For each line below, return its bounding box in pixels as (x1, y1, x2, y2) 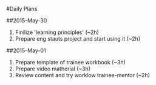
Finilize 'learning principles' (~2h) (15, 29, 99, 36)
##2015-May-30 (6, 17, 47, 24)
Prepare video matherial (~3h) (15, 65, 91, 72)
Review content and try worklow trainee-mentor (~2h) (15, 72, 151, 78)
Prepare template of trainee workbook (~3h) (15, 59, 126, 66)
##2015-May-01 (6, 47, 47, 54)
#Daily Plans (6, 5, 38, 12)
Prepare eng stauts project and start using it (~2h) (15, 35, 141, 42)
